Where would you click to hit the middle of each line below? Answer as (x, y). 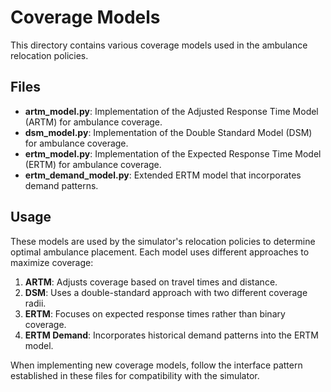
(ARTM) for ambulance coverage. (93, 122)
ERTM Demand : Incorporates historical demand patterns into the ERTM (172, 335)
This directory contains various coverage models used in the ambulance (159, 45)
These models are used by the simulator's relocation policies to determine (163, 241)
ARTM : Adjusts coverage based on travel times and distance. (151, 282)
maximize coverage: (52, 262)
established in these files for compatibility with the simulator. (135, 375)
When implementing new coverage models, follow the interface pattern (156, 365)
